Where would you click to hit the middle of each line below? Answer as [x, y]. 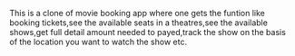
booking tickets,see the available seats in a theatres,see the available [138, 23]
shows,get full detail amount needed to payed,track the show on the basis [147, 32]
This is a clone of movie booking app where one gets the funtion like [138, 13]
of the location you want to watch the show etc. [98, 42]
